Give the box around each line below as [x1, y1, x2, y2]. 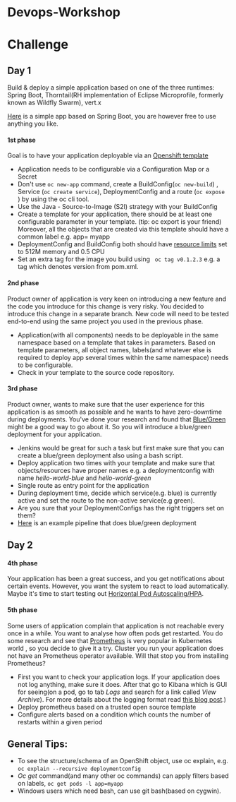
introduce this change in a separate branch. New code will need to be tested [7, 309, 229, 318]
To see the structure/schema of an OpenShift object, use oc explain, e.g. [17, 757, 229, 765]
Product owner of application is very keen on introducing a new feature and [7, 294, 227, 303]
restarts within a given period [17, 717, 103, 726]
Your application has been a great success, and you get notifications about [7, 575, 225, 583]
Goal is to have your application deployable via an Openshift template [7, 151, 209, 160]
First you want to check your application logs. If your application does [17, 672, 221, 681]
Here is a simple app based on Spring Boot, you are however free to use [7, 112, 216, 121]
